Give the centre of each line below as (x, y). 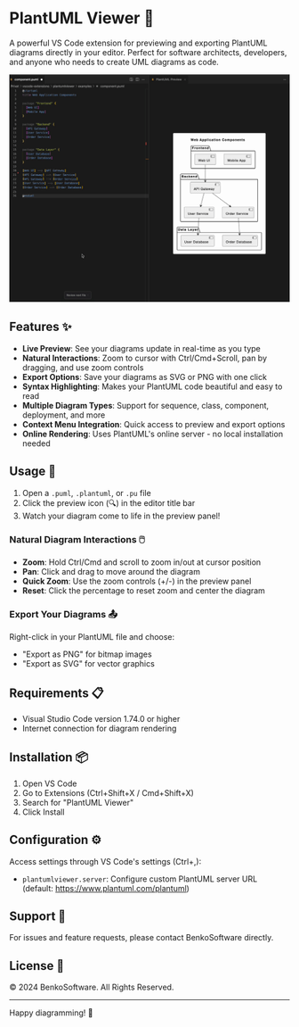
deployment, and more (64, 415)
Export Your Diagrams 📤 (64, 614)
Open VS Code (49, 783)
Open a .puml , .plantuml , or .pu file (86, 493)
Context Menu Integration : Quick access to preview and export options (154, 424)
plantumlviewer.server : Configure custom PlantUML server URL (140, 879)
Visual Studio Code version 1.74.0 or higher (101, 718)
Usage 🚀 (32, 472)
